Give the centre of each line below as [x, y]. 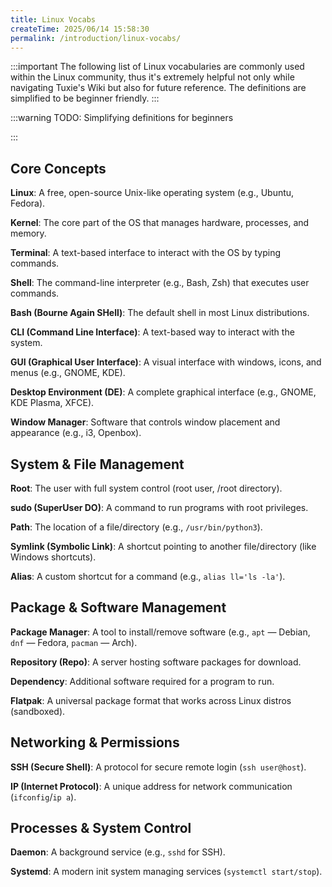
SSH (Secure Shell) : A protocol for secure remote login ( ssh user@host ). [158, 767]
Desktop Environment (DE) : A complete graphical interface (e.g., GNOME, [163, 392]
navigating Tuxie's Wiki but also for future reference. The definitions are [158, 88]
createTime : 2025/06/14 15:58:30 [80, 29]
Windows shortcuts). [53, 557]
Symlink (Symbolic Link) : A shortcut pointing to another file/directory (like [163, 546]
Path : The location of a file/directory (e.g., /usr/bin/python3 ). [136, 527]
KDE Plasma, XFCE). [52, 403]
